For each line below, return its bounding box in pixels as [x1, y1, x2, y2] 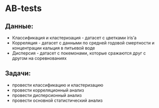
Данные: [5, 22, 33, 30]
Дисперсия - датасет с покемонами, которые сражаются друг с [12, 50, 146, 56]
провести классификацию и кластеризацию [12, 82, 103, 88]
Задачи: [5, 69, 31, 78]
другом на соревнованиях [12, 55, 67, 61]
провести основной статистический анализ [12, 97, 103, 103]
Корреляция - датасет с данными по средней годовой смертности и [12, 40, 155, 46]
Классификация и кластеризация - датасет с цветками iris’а [12, 35, 137, 40]
